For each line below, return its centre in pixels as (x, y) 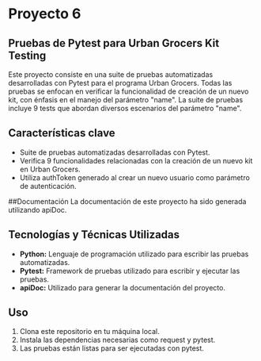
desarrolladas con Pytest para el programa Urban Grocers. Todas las (120, 83)
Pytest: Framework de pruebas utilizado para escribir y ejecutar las (130, 271)
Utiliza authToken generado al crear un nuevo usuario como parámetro (135, 177)
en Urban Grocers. (50, 169)
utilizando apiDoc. (38, 209)
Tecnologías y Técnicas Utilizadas (94, 235)
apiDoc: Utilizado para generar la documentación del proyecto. (122, 287)
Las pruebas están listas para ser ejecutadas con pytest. (112, 348)
